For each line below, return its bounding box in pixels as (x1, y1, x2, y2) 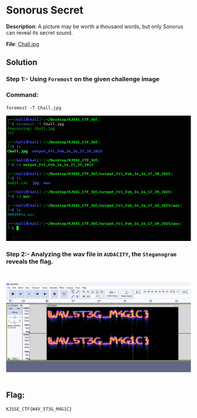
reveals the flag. (6, 257, 54, 266)
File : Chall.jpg (6, 40, 39, 47)
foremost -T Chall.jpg (6, 105, 62, 111)
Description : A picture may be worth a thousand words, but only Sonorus (6, 23, 184, 30)
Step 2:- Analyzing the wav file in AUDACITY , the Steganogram (6, 250, 177, 258)
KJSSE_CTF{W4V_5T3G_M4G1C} (6, 406, 72, 412)
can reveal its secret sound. (6, 29, 73, 36)
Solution (6, 57, 38, 67)
